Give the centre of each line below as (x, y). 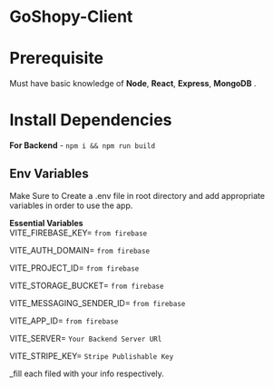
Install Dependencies (91, 120)
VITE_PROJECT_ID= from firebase (74, 268)
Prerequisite (57, 59)
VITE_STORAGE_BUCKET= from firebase (87, 285)
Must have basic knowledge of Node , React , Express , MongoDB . (133, 84)
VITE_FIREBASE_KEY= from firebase (78, 233)
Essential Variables (46, 223)
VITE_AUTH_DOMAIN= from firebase (80, 250)
